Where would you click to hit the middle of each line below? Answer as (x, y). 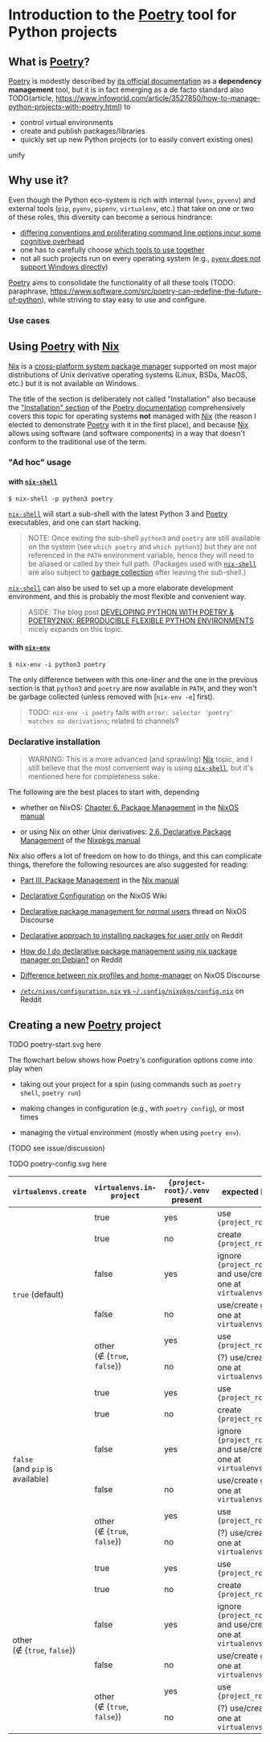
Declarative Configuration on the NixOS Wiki (93, 896)
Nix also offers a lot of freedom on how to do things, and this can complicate (135, 856)
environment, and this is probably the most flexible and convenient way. (127, 596)
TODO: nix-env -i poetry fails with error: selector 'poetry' (131, 712)
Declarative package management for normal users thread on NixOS (133, 912)
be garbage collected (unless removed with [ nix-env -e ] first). (112, 696)
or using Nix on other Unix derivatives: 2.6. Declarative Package (125, 832)
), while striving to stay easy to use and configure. (124, 299)
